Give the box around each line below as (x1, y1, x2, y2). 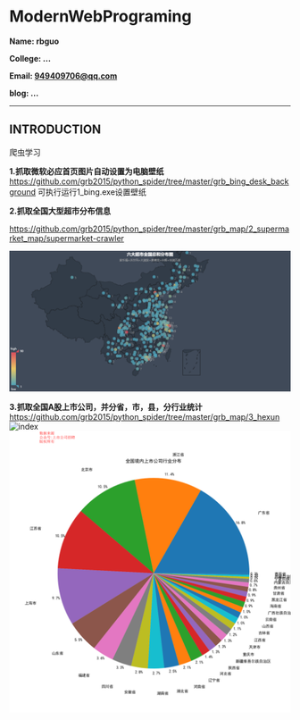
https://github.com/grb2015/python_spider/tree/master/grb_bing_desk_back (9, 176, 289, 187)
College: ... (9, 53, 52, 63)
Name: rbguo (9, 36, 60, 46)
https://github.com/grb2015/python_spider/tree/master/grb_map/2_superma (9, 223, 290, 234)
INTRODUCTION (9, 122, 102, 138)
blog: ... (9, 88, 39, 98)
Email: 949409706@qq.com (9, 70, 118, 81)
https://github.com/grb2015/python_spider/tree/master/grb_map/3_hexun (9, 411, 280, 422)
